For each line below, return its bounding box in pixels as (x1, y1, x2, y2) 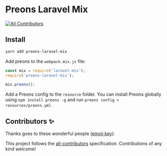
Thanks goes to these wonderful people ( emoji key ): (5, 130, 115, 137)
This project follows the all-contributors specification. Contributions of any (5, 141, 162, 147)
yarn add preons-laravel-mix (5, 49, 67, 54)
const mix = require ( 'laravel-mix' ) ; (5, 68, 86, 73)
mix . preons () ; (5, 82, 36, 87)
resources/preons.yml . (5, 102, 53, 108)
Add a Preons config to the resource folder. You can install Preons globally (5, 91, 162, 98)
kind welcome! (5, 146, 36, 152)
